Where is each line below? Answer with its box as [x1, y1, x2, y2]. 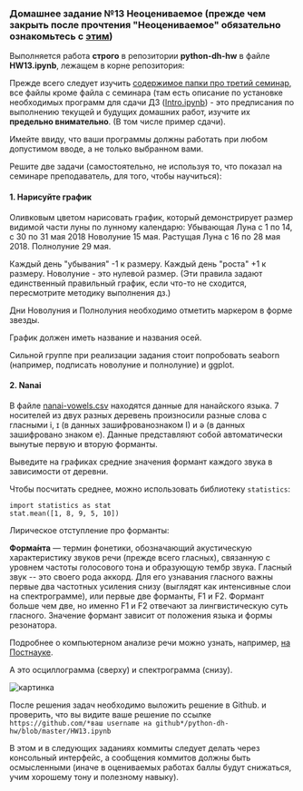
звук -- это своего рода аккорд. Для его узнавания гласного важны [9, 571, 274, 582]
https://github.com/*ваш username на [9, 718, 152, 728]
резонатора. [9, 620, 57, 630]
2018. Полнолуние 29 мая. [9, 240, 112, 251]
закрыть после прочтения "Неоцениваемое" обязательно [9, 18, 281, 31]
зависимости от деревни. [9, 465, 109, 476]
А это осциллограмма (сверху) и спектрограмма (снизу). [9, 664, 233, 675]
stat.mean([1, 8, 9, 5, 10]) [9, 509, 120, 518]
